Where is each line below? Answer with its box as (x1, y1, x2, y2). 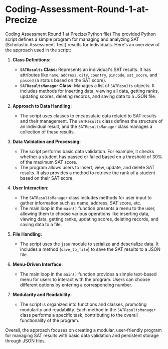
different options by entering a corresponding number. (20, 282, 133, 288)
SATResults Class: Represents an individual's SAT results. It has (20, 66, 151, 73)
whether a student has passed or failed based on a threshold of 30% (20, 154, 162, 160)
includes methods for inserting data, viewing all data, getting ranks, (20, 88, 159, 94)
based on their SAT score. (20, 175, 74, 181)
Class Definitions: (12, 56, 51, 62)
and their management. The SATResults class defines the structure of (20, 118, 163, 124)
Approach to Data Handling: (12, 103, 72, 109)
